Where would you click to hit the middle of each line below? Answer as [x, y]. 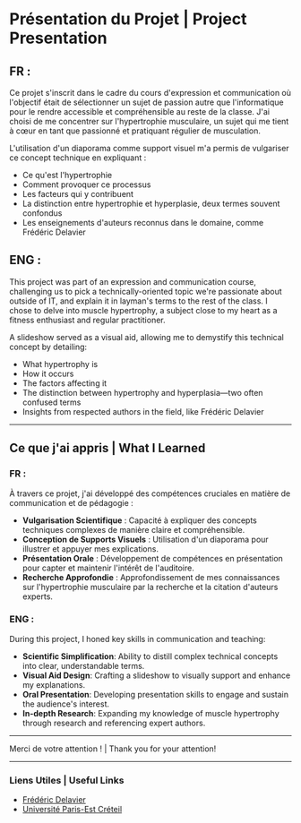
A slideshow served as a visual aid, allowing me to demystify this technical [146, 337]
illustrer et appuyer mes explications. [90, 549]
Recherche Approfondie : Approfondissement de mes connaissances [151, 577]
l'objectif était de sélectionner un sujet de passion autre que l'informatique [146, 102]
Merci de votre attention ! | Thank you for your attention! [113, 749]
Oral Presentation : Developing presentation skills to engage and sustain [155, 694]
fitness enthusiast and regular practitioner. [87, 320]
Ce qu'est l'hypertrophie [67, 175]
